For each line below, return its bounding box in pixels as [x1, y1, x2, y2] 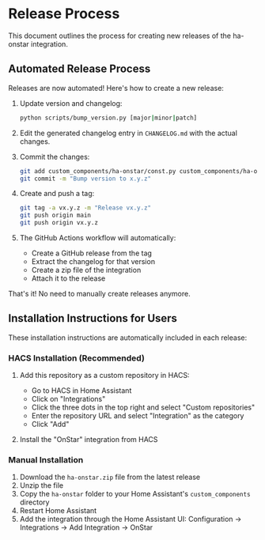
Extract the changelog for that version [31, 257, 156, 266]
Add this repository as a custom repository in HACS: [19, 371, 190, 380]
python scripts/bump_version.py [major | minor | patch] [19, 114, 198, 122]
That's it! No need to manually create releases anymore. [8, 289, 191, 298]
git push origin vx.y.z [19, 219, 99, 227]
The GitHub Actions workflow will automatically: [19, 233, 176, 242]
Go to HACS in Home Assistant [31, 386, 132, 395]
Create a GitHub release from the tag [31, 248, 153, 258]
